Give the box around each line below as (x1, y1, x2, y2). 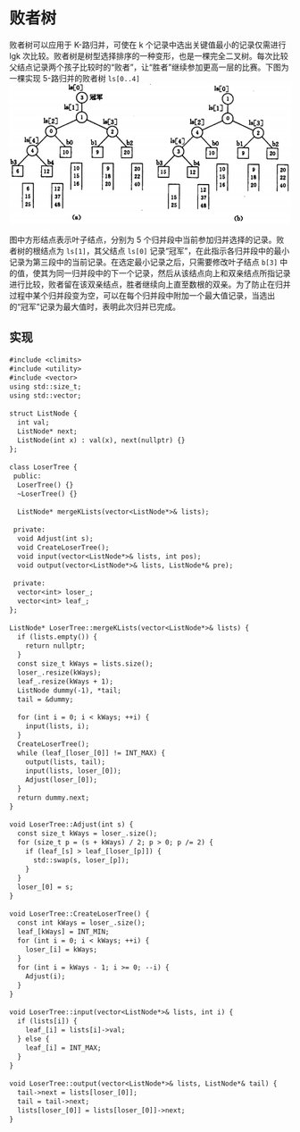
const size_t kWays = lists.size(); (17, 658, 154, 668)
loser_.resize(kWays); (17, 667, 102, 677)
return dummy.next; (17, 792, 90, 802)
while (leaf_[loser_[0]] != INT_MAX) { (17, 748, 166, 758)
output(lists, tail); (25, 757, 105, 767)
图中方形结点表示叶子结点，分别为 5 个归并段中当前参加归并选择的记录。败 (9, 234, 285, 245)
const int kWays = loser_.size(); (17, 918, 146, 927)
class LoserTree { (9, 462, 78, 472)
